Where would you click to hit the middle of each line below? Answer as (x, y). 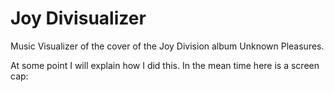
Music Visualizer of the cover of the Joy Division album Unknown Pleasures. (167, 46)
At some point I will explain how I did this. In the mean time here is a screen (165, 65)
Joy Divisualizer (78, 18)
